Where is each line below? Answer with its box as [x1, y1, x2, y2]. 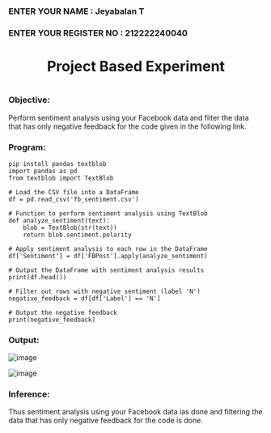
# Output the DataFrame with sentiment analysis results [8, 265, 205, 274]
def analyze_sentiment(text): [8, 216, 111, 224]
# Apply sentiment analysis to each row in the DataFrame [8, 244, 208, 253]
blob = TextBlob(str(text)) [23, 223, 117, 231]
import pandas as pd [8, 167, 78, 175]
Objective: [8, 95, 50, 106]
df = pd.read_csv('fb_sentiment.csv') [8, 195, 139, 203]
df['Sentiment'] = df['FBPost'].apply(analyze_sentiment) [8, 252, 208, 260]
